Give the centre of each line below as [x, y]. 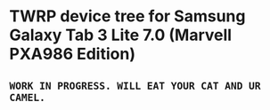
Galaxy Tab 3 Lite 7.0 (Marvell [121, 35]
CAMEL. [28, 97]
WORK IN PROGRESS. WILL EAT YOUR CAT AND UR [135, 86]
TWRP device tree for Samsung [127, 16]
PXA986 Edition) [73, 54]
